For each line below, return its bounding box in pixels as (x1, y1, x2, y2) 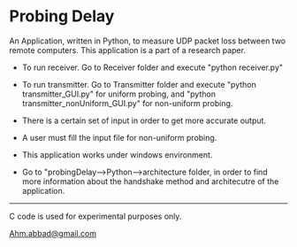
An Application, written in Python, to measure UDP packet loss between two (9, 35, 286, 46)
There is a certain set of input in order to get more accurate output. (21, 115, 267, 126)
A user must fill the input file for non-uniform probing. (21, 132, 217, 143)
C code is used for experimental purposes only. (9, 211, 182, 221)
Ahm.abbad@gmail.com (9, 228, 97, 238)
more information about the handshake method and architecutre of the (21, 175, 279, 187)
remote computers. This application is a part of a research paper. (9, 44, 246, 55)
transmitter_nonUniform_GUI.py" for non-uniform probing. (21, 97, 233, 108)
